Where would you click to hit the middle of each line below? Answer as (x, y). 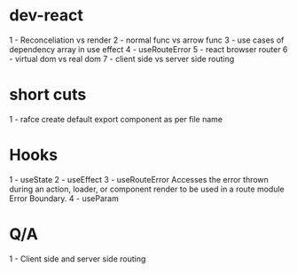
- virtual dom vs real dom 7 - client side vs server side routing (122, 58)
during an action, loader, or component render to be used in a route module (147, 189)
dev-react (47, 16)
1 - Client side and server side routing (78, 259)
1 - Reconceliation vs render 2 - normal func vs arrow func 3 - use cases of (147, 40)
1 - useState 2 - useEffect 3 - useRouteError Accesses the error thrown (139, 179)
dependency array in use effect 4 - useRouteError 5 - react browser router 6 (148, 49)
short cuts (48, 95)
